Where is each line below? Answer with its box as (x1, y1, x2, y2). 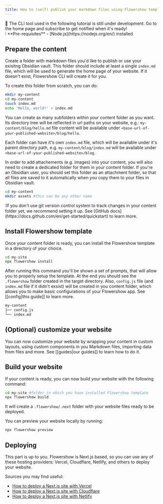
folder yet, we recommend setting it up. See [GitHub (5, 208, 109, 214)
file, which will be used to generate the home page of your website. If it (5, 68, 147, 74)
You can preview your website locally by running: (5, 418, 103, 424)
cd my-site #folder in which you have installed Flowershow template (5, 390, 149, 395)
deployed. (5, 409, 25, 415)
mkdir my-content (5, 92, 40, 97)
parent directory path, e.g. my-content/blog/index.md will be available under (5, 144, 157, 151)
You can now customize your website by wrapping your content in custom (5, 338, 153, 344)
